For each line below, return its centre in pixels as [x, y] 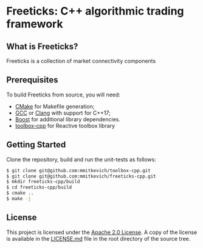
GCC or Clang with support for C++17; [63, 113]
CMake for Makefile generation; [55, 106]
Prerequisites [32, 80]
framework [35, 24]
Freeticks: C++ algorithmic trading [95, 11]
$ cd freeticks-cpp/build [39, 187]
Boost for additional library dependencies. [67, 119]
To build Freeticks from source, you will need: [63, 95]
